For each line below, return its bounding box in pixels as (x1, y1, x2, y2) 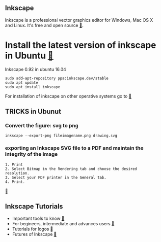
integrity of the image (5, 151, 58, 158)
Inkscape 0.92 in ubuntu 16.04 (5, 66, 66, 72)
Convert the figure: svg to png (5, 122, 79, 129)
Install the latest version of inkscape (5, 39, 156, 51)
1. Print (5, 162, 23, 167)
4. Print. (5, 179, 26, 184)
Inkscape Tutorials (5, 202, 63, 211)
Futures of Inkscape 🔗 (12, 231, 57, 237)
